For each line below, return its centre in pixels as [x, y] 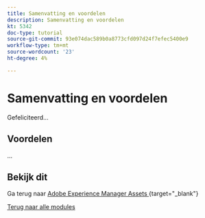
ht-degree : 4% [27, 58]
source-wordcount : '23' [41, 52]
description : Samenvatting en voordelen [66, 20]
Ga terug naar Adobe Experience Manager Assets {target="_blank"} [103, 194]
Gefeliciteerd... [28, 117]
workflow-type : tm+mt [38, 45]
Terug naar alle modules [41, 207]
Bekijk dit [27, 177]
